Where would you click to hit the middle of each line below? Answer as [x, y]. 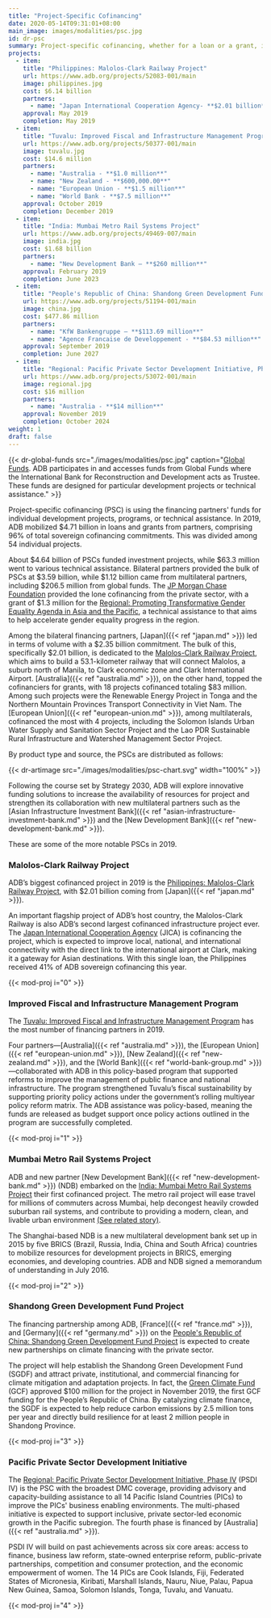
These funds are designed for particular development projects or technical [132, 485]
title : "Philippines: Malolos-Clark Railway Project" [115, 69]
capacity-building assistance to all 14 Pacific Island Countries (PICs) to [126, 1497]
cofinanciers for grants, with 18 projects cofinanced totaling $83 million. [128, 687]
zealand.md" [29, 1063]
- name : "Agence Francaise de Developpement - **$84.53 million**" [146, 339]
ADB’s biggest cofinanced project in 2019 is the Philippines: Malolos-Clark [131, 883]
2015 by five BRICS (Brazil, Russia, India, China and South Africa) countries [133, 1244]
